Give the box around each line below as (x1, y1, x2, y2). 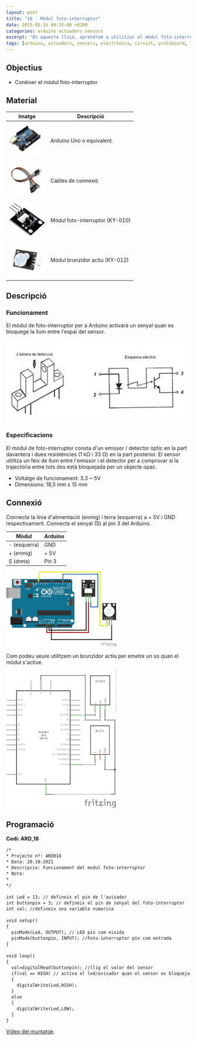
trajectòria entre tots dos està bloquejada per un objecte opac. (6, 463, 157, 470)
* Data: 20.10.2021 (6, 859, 54, 865)
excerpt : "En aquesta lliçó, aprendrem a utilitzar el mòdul (6, 34, 159, 41)
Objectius (6, 63, 43, 73)
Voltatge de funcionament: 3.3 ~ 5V (14, 474, 101, 481)
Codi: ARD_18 (6, 835, 39, 842)
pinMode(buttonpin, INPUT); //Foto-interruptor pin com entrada (11, 935, 172, 942)
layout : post (6, 9, 38, 15)
